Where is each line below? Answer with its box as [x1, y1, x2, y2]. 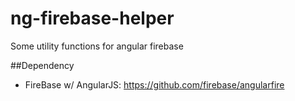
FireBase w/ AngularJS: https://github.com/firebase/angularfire [24, 78, 285, 91]
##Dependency [10, 59, 75, 71]
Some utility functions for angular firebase [10, 40, 184, 52]
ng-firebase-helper [10, 7, 175, 30]
